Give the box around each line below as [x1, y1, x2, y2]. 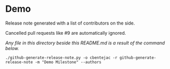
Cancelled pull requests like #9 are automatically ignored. [5, 30, 126, 36]
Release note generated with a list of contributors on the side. [5, 20, 135, 26]
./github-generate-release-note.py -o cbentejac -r [5, 55, 117, 60]
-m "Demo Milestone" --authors [35, 59, 102, 64]
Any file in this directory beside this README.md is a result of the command [5, 39, 165, 46]
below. [5, 45, 19, 51]
